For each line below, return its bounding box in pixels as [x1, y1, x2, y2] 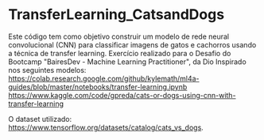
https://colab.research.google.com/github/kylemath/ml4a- [8, 74, 200, 83]
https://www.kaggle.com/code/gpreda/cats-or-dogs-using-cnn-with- [8, 90, 236, 100]
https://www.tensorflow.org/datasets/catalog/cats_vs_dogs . [8, 123, 204, 132]
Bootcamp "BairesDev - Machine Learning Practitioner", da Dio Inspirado [8, 57, 247, 66]
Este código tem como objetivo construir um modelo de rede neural [8, 32, 229, 41]
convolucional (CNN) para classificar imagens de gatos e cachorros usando [8, 40, 257, 49]
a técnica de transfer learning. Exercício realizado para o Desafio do [8, 48, 231, 58]
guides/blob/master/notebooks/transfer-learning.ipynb [8, 81, 188, 92]
